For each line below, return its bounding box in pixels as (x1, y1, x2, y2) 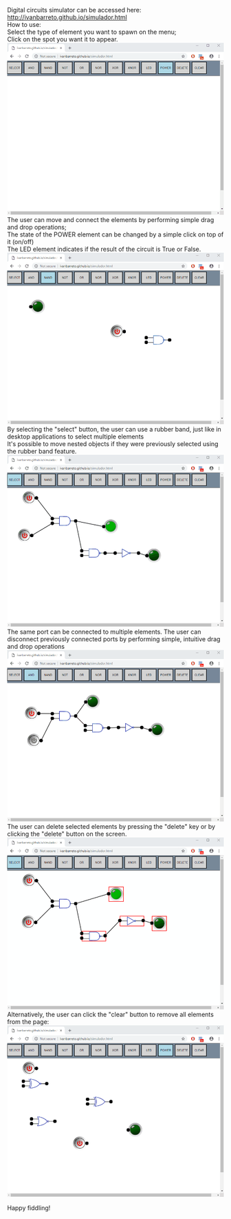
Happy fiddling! (7, 1204, 51, 1212)
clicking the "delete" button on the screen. (7, 830, 127, 838)
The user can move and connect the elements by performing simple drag (7, 215, 214, 223)
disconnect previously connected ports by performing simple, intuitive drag (7, 634, 221, 643)
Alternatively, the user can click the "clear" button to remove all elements (7, 1010, 214, 1018)
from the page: (7, 1017, 49, 1026)
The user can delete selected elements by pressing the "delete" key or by (7, 823, 215, 831)
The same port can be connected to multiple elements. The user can (7, 627, 201, 636)
